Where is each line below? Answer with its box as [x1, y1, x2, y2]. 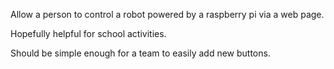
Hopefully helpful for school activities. [10, 28, 167, 39]
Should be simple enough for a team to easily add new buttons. [10, 47, 271, 59]
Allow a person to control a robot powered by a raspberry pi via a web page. [10, 9, 325, 20]
